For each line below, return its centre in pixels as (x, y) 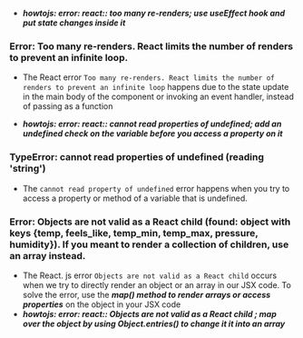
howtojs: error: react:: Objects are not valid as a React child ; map (149, 313)
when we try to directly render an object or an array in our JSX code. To (157, 284)
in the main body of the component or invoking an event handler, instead (158, 97)
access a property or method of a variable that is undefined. (135, 198)
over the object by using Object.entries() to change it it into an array (154, 323)
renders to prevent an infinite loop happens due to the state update (156, 87)
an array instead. (48, 255)
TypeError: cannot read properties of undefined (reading (137, 157)
